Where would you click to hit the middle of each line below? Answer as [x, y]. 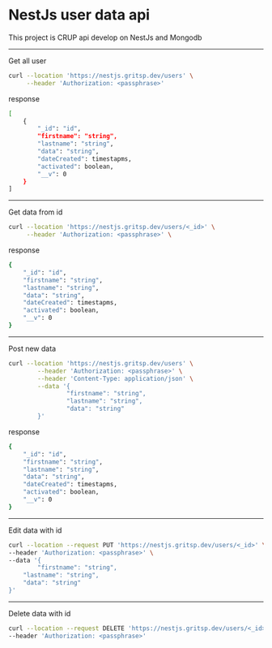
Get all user [28, 60]
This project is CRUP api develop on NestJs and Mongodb [105, 37]
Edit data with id [35, 530]
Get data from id [36, 212]
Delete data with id [40, 613]
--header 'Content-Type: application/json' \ [116, 378]
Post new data [32, 348]
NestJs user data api [79, 15]
